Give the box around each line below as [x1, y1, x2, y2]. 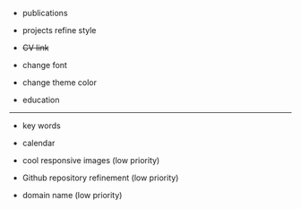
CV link [21, 42, 49, 53]
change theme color [21, 77, 97, 88]
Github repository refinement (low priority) [21, 172, 179, 183]
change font [21, 60, 67, 70]
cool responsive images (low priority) [21, 155, 160, 165]
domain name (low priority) [21, 190, 123, 200]
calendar [21, 138, 56, 148]
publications [21, 8, 69, 18]
